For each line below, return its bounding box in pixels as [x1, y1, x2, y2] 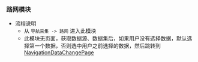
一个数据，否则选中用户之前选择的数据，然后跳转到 [34, 42, 161, 49]
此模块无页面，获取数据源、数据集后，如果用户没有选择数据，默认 [23, 35, 187, 42]
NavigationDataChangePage [23, 49, 94, 56]
